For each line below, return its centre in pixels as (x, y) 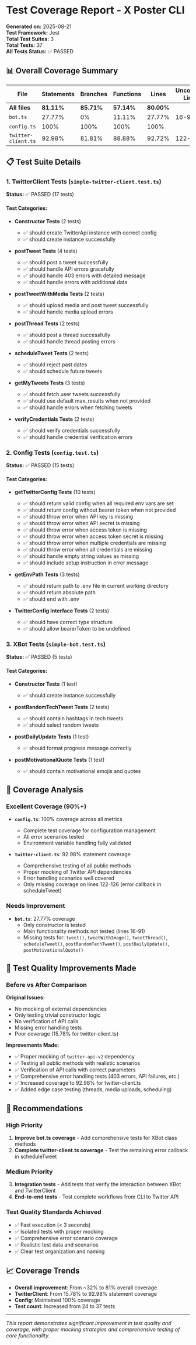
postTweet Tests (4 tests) (46, 251)
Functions (127, 94)
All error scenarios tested (54, 837)
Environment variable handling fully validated (77, 843)
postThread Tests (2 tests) (47, 324)
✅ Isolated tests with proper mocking (59, 1231)
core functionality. (28, 1336)
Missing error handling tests (48, 1028)
